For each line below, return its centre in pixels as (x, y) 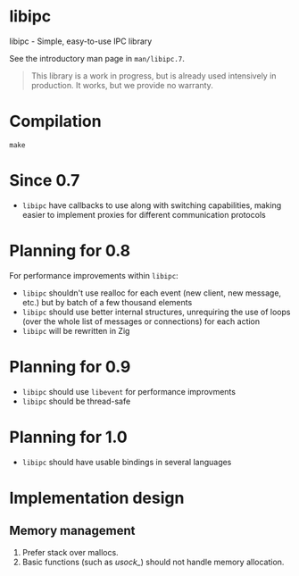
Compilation (55, 121)
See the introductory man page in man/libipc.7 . (97, 58)
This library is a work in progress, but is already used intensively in (154, 75)
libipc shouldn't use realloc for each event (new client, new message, (152, 293)
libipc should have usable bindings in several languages (127, 462)
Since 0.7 (45, 181)
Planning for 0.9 (70, 367)
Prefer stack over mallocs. (70, 552)
